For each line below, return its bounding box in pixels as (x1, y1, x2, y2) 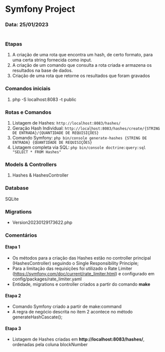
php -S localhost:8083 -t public (12, 96, 77, 102)
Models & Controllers (5, 161, 57, 168)
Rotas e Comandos (5, 109, 52, 116)
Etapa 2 (5, 293, 21, 299)
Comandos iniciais (5, 85, 51, 92)
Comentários (5, 231, 37, 238)
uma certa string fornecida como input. (12, 57, 92, 63)
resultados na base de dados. (12, 68, 73, 74)
